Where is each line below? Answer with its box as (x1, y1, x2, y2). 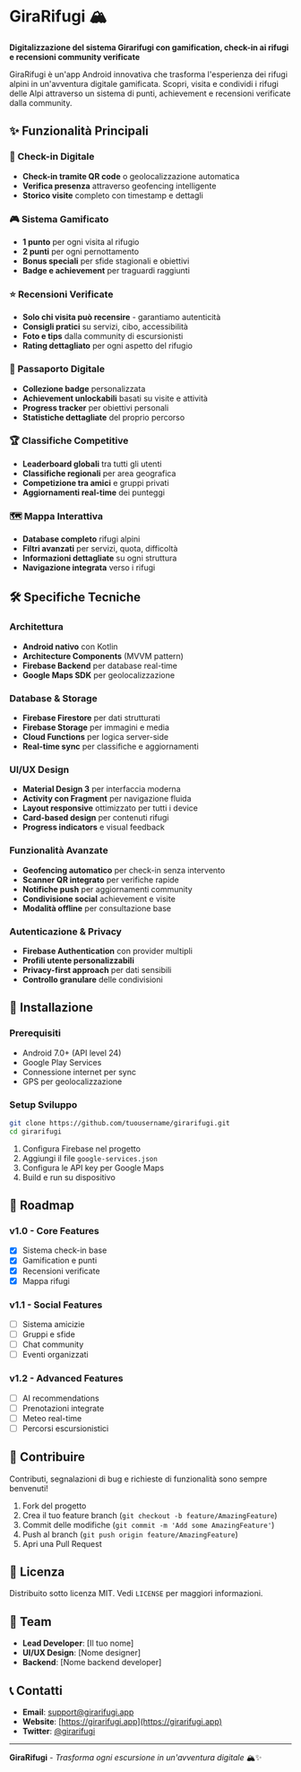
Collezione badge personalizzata (21, 383, 146, 394)
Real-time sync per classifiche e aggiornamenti (21, 741, 199, 752)
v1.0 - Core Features (9, 1225, 100, 1238)
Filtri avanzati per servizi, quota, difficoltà (21, 543, 178, 554)
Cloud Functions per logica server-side (21, 732, 168, 743)
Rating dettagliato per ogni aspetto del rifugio (21, 341, 193, 352)
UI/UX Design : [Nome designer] (21, 1647, 142, 1658)
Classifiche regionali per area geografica (21, 467, 176, 479)
